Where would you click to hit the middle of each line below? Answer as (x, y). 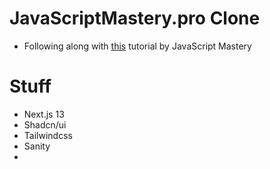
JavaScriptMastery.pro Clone (135, 18)
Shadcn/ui (45, 124)
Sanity (37, 146)
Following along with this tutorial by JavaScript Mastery (137, 46)
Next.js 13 (44, 114)
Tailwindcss (48, 135)
